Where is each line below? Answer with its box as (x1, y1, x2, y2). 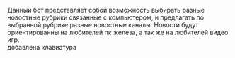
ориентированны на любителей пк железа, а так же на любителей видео (7, 28, 229, 36)
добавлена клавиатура (7, 43, 76, 51)
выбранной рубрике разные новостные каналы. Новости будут (7, 21, 199, 29)
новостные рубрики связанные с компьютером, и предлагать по (7, 13, 204, 22)
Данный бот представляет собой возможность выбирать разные (7, 6, 205, 14)
